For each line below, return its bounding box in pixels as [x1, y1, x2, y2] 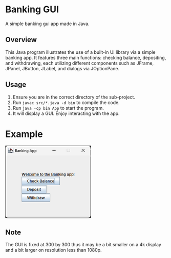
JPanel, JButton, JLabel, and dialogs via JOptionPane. [5, 65, 119, 71]
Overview [5, 35, 37, 44]
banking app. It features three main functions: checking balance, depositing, [5, 54, 166, 61]
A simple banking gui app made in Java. [5, 21, 90, 27]
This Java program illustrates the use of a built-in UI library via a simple [5, 49, 156, 55]
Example [5, 128, 43, 140]
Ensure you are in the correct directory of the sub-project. [12, 94, 136, 100]
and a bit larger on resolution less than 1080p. [5, 247, 102, 253]
